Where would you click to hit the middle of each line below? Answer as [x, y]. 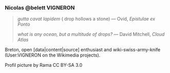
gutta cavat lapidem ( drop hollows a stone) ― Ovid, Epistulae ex [86, 19]
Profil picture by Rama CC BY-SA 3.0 [44, 65]
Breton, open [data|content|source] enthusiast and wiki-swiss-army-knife [83, 50]
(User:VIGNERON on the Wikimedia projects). [53, 55]
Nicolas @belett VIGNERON [40, 8]
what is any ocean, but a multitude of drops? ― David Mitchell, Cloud [91, 34]
